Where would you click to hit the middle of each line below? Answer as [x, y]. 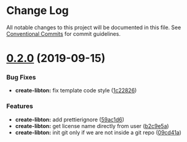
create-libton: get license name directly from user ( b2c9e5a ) [92, 126]
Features [20, 106]
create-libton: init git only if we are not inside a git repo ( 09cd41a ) [98, 132]
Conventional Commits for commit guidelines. [63, 33]
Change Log [37, 11]
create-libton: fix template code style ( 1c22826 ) [76, 90]
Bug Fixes [21, 78]
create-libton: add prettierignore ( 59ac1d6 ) [70, 120]
